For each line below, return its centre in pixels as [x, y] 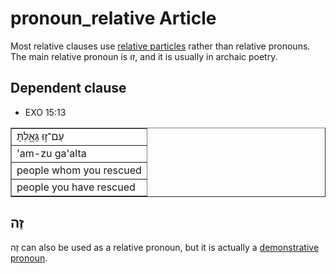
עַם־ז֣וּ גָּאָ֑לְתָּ [40, 136]
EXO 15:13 [45, 112]
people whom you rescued [79, 170]
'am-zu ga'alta [51, 153]
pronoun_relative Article [113, 18]
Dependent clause [68, 88]
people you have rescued [76, 187]
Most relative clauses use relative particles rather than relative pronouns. [160, 46]
